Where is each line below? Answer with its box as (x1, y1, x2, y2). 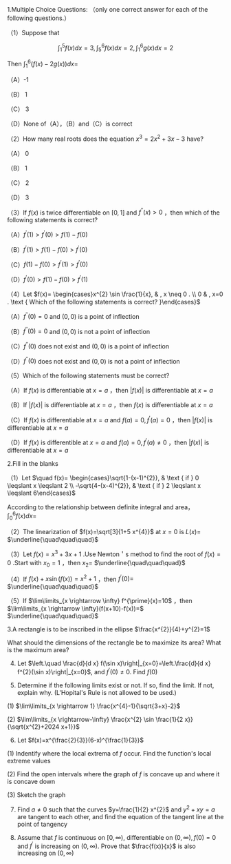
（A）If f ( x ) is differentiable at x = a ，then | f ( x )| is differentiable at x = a (7, 386, 213, 395)
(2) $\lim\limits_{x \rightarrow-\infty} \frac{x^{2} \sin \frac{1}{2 (7, 716, 184, 723)
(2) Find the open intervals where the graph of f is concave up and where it (7, 770, 220, 778)
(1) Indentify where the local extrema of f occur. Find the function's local (7, 749, 212, 757)
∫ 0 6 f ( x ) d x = (7, 511, 37, 522)
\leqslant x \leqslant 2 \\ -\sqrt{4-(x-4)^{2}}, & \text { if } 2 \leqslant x (7, 481, 201, 489)
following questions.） (7, 14, 71, 22)
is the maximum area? (7, 646, 69, 654)
